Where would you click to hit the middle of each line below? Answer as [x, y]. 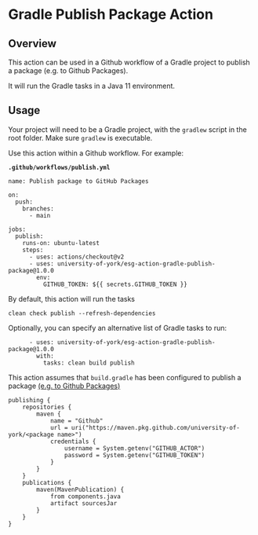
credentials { [73, 442]
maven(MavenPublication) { [80, 489]
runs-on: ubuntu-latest [61, 243]
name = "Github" [76, 421]
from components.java [85, 497]
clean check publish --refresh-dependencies [82, 313]
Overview [33, 44]
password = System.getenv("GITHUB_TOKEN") [134, 455]
